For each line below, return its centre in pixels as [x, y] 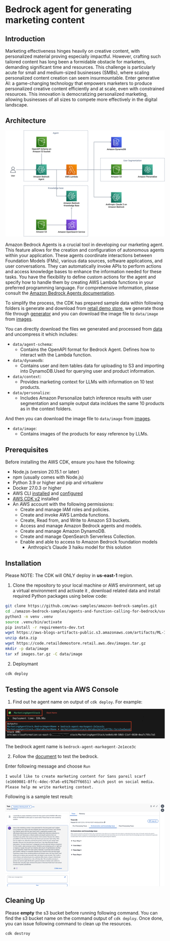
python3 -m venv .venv [29, 617]
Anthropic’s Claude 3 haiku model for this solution [79, 547]
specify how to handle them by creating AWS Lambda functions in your [79, 282]
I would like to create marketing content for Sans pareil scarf [75, 776]
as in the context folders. [46, 409]
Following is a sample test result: [39, 797]
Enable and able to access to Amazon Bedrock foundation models [89, 542]
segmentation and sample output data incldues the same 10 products [92, 404]
